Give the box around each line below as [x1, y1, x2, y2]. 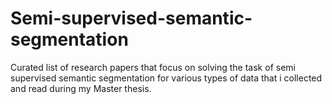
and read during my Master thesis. [10, 82, 152, 94]
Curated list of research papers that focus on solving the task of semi [10, 61, 296, 73]
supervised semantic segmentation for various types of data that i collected [10, 72, 323, 84]
